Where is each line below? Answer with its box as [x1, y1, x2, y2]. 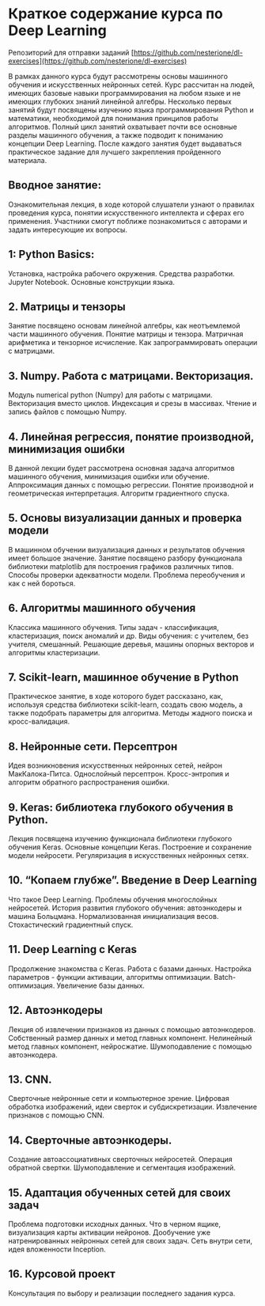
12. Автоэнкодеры [8, 1004, 103, 1017]
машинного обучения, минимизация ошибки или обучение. [8, 472, 210, 481]
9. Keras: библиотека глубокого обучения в [8, 800, 233, 814]
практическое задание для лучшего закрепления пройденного [8, 147, 221, 157]
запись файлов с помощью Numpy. [8, 407, 127, 416]
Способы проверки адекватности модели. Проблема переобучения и [8, 570, 245, 579]
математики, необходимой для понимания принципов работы [8, 113, 219, 123]
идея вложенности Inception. [8, 1244, 107, 1254]
